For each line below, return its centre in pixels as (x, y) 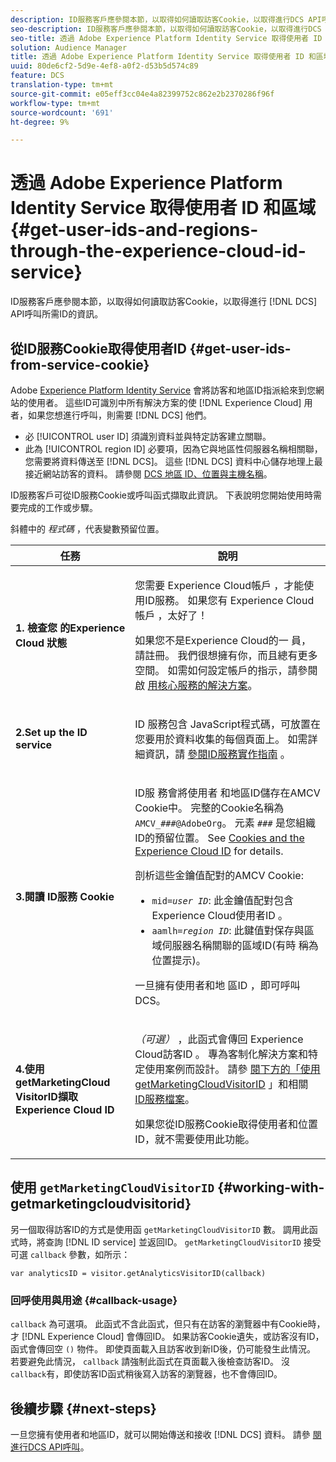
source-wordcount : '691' (62, 112)
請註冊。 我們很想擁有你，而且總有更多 (226, 655)
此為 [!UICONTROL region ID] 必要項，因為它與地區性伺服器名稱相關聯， (173, 449)
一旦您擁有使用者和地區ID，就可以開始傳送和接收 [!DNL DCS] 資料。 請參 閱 (166, 1434)
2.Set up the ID (51, 732)
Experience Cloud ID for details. (209, 851)
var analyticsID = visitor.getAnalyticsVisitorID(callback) (138, 1273)
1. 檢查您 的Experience (70, 628)
